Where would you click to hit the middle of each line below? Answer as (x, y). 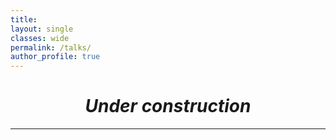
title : (24, 19)
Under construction (168, 106)
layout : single (42, 29)
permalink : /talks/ (51, 47)
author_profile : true (55, 57)
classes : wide (40, 38)
